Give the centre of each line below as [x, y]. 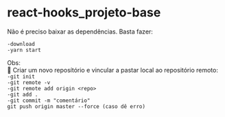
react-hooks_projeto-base [84, 13]
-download [21, 44]
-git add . [23, 94]
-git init [21, 77]
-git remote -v [29, 82]
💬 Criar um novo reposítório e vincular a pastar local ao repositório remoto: [113, 70]
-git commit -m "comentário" [49, 101]
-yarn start [24, 50]
